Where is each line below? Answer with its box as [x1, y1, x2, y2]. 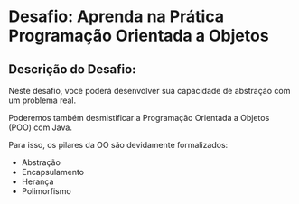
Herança [21, 176, 54, 187]
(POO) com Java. [8, 122, 73, 133]
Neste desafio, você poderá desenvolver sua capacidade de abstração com [8, 86, 291, 96]
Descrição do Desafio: [8, 61, 136, 77]
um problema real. [8, 95, 77, 106]
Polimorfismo [21, 186, 71, 196]
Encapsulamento [21, 167, 85, 177]
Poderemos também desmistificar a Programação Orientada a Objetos [8, 113, 270, 123]
